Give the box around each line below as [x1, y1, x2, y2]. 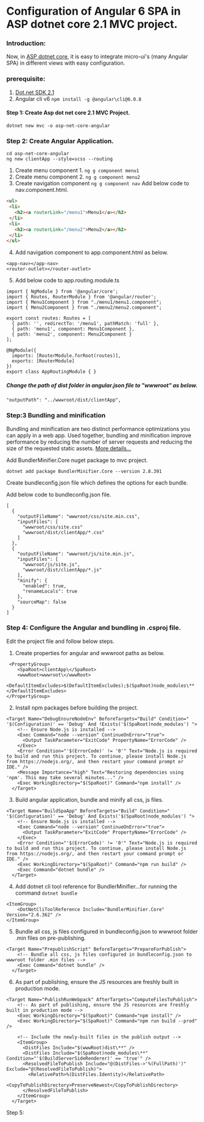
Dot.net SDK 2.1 [15, 89, 55, 96]
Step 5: [6, 1109, 24, 1116]
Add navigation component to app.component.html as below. [15, 249, 169, 256]
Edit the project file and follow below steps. [6, 637, 114, 645]
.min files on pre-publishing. [15, 934, 86, 942]
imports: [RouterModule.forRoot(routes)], [12, 353, 121, 359]
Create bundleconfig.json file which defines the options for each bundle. [6, 479, 188, 486]
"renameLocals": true [22, 588, 78, 594]
